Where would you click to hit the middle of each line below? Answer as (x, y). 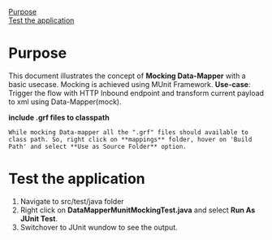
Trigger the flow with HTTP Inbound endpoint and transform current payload (136, 93)
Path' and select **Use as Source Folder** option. (97, 146)
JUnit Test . (39, 218)
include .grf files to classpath (59, 117)
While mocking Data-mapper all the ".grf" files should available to (129, 132)
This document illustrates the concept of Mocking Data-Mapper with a (127, 76)
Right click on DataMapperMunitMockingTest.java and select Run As (138, 210)
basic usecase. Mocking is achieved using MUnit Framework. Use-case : (130, 84)
